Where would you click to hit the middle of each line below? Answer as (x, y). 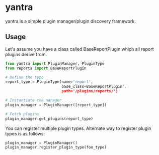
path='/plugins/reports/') (90, 91)
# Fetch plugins (22, 114)
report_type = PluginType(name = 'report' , (49, 82)
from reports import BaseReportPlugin (46, 68)
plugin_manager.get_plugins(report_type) (49, 119)
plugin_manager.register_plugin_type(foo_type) (56, 147)
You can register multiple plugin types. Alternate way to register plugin (78, 128)
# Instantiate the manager (33, 100)
